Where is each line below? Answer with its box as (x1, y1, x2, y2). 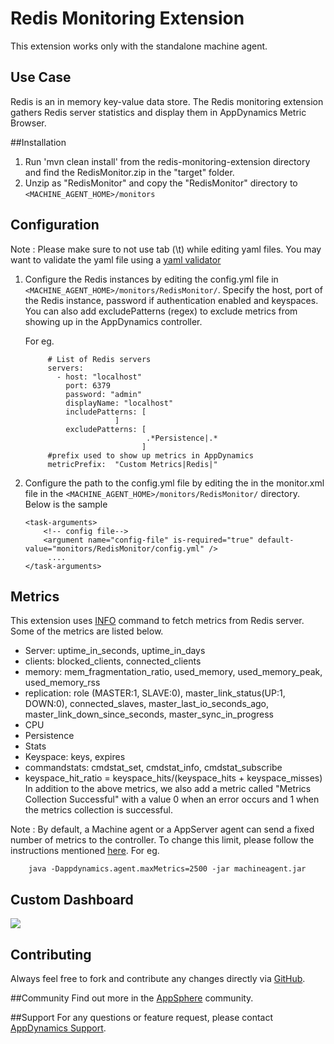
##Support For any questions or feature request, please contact (10, 1012, 273, 1023)
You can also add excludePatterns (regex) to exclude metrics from (24, 305, 298, 317)
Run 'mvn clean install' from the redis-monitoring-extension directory (24, 155, 311, 167)
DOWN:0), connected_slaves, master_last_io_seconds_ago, (24, 698, 270, 710)
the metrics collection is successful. (24, 804, 173, 816)
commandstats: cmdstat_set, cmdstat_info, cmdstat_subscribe (24, 762, 283, 774)
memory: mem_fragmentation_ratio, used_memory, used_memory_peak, (24, 666, 323, 678)
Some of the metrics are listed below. (10, 625, 164, 637)
